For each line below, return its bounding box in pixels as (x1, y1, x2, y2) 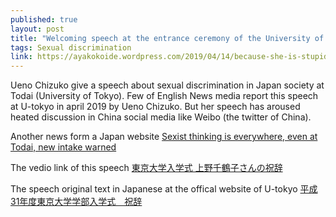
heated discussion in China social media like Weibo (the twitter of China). (10, 111, 312, 123)
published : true (10, 14, 78, 25)
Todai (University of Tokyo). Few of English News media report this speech (10, 90, 319, 102)
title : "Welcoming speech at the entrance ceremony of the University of (10, 33, 325, 43)
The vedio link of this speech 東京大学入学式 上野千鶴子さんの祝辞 (10, 162, 283, 174)
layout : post (10, 24, 65, 34)
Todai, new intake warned (10, 141, 117, 153)
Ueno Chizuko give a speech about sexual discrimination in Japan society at (10, 79, 325, 91)
